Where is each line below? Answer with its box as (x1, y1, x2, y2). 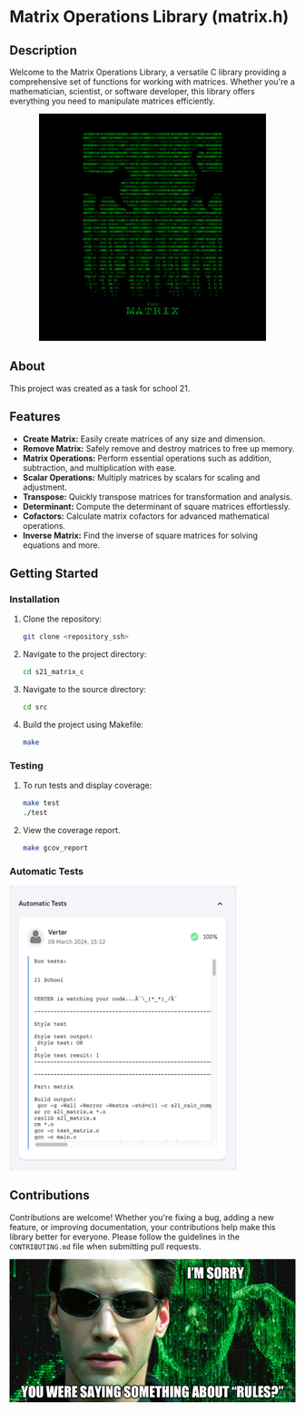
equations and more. (22, 539, 101, 551)
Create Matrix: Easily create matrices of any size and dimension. (22, 433, 266, 444)
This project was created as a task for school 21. (9, 383, 191, 393)
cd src (22, 702, 48, 712)
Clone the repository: (22, 613, 103, 624)
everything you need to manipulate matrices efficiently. (9, 95, 216, 106)
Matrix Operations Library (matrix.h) (9, 6, 290, 27)
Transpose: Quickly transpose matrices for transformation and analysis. (22, 491, 293, 502)
